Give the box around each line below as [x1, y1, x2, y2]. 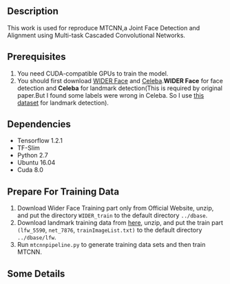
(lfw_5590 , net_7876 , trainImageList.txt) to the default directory [17, 226, 202, 234]
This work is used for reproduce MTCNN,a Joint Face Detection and [7, 23, 200, 32]
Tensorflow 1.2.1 [17, 137, 63, 145]
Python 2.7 [17, 151, 48, 160]
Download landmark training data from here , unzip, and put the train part [17, 219, 224, 227]
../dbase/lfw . [17, 233, 56, 241]
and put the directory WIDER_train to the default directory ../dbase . [17, 211, 208, 219]
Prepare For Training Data [7, 186, 119, 197]
